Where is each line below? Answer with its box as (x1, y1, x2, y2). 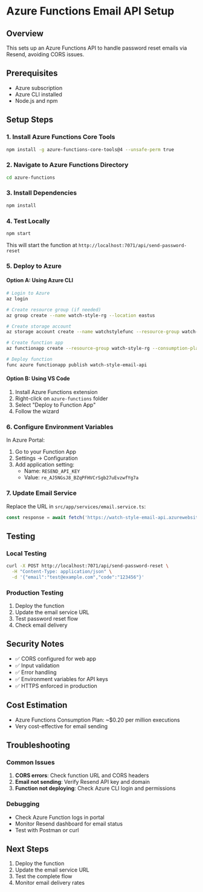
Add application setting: (14, 461, 74, 468)
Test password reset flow (14, 615, 79, 622)
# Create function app (6, 340, 63, 346)
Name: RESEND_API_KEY (24, 467, 80, 475)
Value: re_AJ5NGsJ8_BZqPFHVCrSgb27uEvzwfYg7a (24, 474, 139, 481)
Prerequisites (6, 68, 58, 79)
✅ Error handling (14, 668, 57, 676)
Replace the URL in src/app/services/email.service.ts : (6, 503, 146, 510)
